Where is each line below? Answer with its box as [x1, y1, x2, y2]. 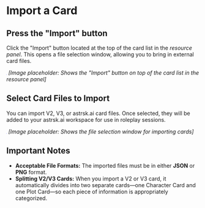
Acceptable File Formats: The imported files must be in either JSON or [15, 162, 195, 169]
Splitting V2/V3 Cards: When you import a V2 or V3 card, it [15, 175, 166, 182]
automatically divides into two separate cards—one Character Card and [15, 181, 196, 188]
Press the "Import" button [6, 28, 108, 39]
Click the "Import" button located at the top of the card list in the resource [6, 44, 193, 51]
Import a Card [6, 4, 78, 18]
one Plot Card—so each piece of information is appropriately [15, 188, 168, 195]
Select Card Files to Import [6, 93, 110, 104]
